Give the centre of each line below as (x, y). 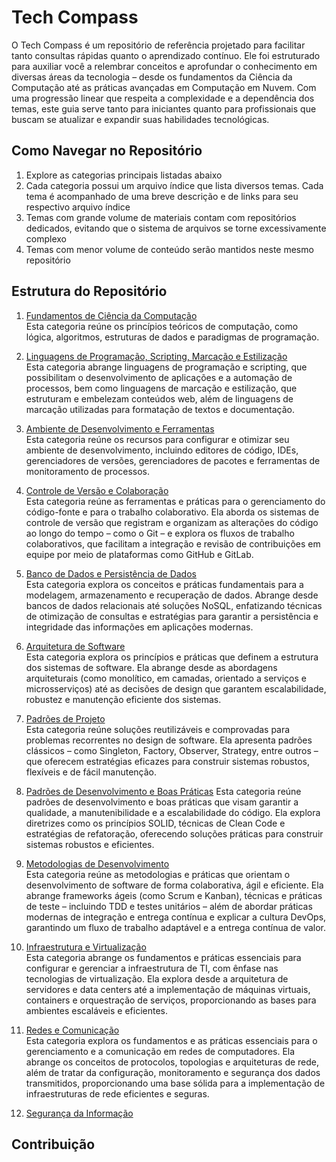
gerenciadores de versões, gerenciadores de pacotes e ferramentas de (173, 460)
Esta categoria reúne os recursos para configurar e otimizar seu (157, 439)
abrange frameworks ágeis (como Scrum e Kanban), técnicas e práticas (174, 895)
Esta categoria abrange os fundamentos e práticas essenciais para (163, 957)
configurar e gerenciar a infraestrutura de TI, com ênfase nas (152, 968)
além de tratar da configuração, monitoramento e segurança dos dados (173, 1072)
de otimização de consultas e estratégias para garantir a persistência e (172, 616)
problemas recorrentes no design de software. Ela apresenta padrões (169, 740)
